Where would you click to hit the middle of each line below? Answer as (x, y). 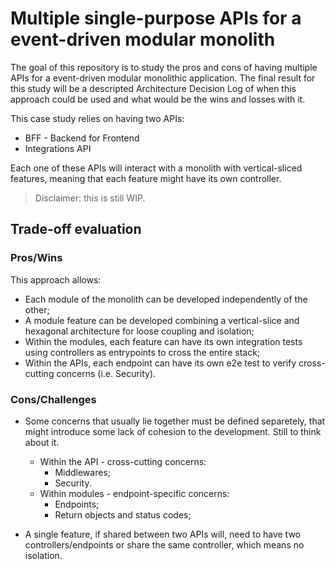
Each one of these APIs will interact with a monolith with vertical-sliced (156, 168)
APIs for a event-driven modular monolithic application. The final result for (163, 78)
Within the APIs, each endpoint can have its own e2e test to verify (160, 363)
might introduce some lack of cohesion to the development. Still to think (173, 431)
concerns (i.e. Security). (106, 373)
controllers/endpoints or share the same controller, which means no (164, 544)
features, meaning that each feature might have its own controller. (146, 178)
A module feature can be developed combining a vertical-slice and (162, 320)
